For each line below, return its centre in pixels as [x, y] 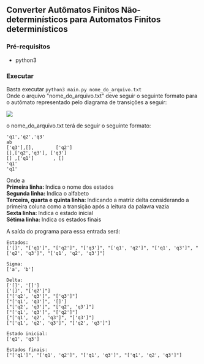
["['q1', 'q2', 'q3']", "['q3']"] [51, 317]
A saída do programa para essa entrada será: [63, 231]
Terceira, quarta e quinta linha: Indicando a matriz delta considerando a [98, 200]
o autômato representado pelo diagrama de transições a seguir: [87, 102]
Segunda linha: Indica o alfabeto [48, 193]
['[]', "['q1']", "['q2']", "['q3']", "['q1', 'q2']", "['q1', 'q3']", [100, 248]
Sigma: [15, 264]
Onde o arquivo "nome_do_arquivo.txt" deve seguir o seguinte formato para [102, 96]
